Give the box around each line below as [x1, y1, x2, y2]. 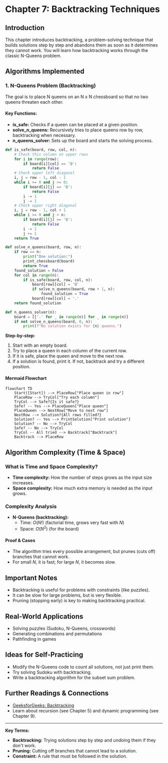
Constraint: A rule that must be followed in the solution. [12, 753, 127, 759]
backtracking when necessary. [12, 132, 76, 138]
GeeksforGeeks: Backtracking [12, 702, 74, 708]
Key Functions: [5, 110, 37, 116]
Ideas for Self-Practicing [5, 650, 83, 659]
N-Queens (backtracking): [12, 515, 69, 521]
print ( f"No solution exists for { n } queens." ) [23, 324, 122, 329]
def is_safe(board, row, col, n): [5, 147, 77, 152]
